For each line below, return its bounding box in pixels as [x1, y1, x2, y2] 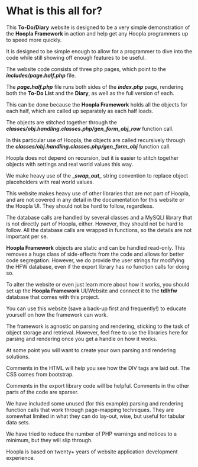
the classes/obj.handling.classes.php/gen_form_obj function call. [6, 143, 171, 150]
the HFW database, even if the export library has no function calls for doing [6, 263, 190, 270]
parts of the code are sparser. [6, 388, 79, 395]
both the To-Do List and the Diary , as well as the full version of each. [6, 89, 174, 96]
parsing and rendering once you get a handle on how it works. [6, 335, 158, 342]
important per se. [6, 233, 48, 240]
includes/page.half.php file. [6, 72, 76, 79]
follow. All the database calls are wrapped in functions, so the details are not [6, 226, 192, 233]
